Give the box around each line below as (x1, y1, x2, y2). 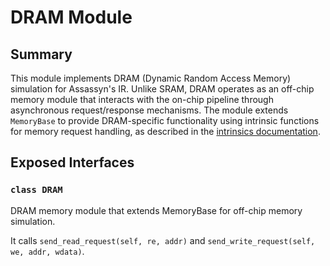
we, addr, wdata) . (10, 245, 85, 257)
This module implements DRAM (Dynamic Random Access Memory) (10, 72, 292, 84)
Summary (10, 46, 73, 63)
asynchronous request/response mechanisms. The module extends (10, 104, 289, 116)
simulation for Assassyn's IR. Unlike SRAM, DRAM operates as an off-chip (10, 83, 315, 95)
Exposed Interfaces (10, 154, 135, 171)
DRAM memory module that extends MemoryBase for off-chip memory (10, 204, 303, 216)
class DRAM (10, 184, 63, 196)
